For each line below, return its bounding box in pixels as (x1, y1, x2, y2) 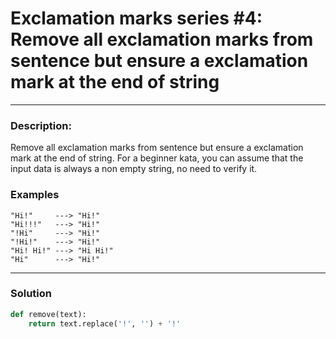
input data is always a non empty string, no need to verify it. (10, 163, 258, 175)
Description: (10, 118, 72, 132)
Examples (10, 188, 60, 202)
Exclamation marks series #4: (10, 7, 263, 30)
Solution (10, 287, 53, 301)
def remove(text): (10, 309, 87, 319)
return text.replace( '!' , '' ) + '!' (28, 318, 182, 329)
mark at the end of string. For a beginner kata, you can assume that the (10, 152, 304, 164)
